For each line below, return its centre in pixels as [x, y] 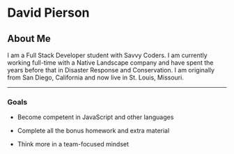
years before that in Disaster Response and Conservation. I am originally [111, 70]
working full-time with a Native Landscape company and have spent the [110, 63]
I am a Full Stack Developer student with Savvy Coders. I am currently [107, 55]
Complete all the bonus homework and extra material [93, 131]
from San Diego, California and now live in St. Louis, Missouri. [96, 77]
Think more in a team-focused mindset [73, 144]
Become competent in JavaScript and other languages [95, 117]
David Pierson [48, 13]
